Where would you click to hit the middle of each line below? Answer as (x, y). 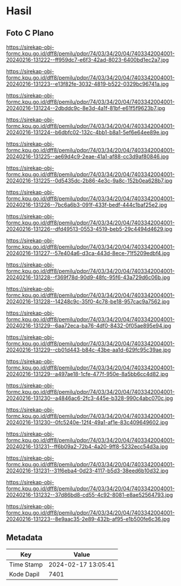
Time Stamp (26, 565)
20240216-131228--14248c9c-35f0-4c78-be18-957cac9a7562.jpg (88, 301)
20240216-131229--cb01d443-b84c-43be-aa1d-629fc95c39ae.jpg (88, 350)
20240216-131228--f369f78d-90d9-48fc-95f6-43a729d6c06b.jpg (88, 277)
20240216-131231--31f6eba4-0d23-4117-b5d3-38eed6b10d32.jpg (87, 471)
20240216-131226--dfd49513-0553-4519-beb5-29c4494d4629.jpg (89, 229)
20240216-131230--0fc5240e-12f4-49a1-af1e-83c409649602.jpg (87, 422)
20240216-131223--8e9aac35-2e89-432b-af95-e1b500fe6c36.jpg (88, 519)
